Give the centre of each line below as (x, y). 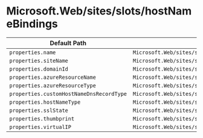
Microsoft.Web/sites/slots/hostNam (99, 11)
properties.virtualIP (40, 127)
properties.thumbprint (42, 118)
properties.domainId (39, 69)
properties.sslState (39, 110)
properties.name (33, 52)
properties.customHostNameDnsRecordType (68, 94)
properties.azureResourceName (53, 77)
